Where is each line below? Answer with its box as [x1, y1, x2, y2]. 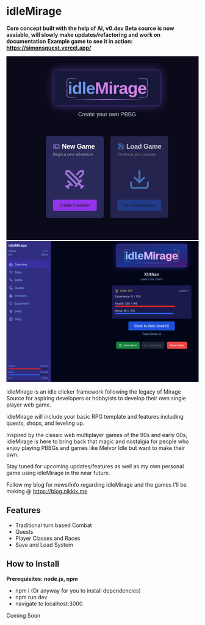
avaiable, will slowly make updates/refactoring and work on [6, 31, 160, 38]
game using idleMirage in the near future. [6, 469, 110, 476]
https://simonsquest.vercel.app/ [6, 44, 92, 51]
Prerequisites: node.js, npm [6, 575, 78, 582]
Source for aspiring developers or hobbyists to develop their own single [6, 394, 186, 402]
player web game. [6, 401, 52, 408]
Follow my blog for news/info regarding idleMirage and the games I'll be [6, 481, 187, 488]
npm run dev [15, 593, 48, 601]
